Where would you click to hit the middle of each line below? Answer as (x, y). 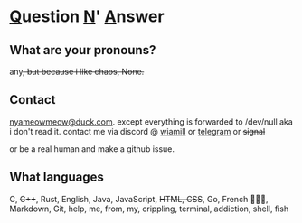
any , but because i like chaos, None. (77, 71)
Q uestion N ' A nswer (87, 17)
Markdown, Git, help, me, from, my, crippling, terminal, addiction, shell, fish (149, 209)
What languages (57, 177)
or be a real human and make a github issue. (92, 149)
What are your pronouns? (83, 50)
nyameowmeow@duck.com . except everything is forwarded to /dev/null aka (151, 121)
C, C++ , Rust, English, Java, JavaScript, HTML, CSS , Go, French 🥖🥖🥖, (139, 199)
